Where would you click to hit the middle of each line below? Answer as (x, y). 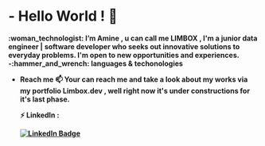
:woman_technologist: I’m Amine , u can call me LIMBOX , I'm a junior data (133, 38)
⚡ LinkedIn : (39, 115)
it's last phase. (45, 99)
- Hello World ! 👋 (63, 16)
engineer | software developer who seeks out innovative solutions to (124, 46)
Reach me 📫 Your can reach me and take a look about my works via (134, 79)
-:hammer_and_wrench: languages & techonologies (95, 63)
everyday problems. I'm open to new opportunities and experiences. (124, 55)
